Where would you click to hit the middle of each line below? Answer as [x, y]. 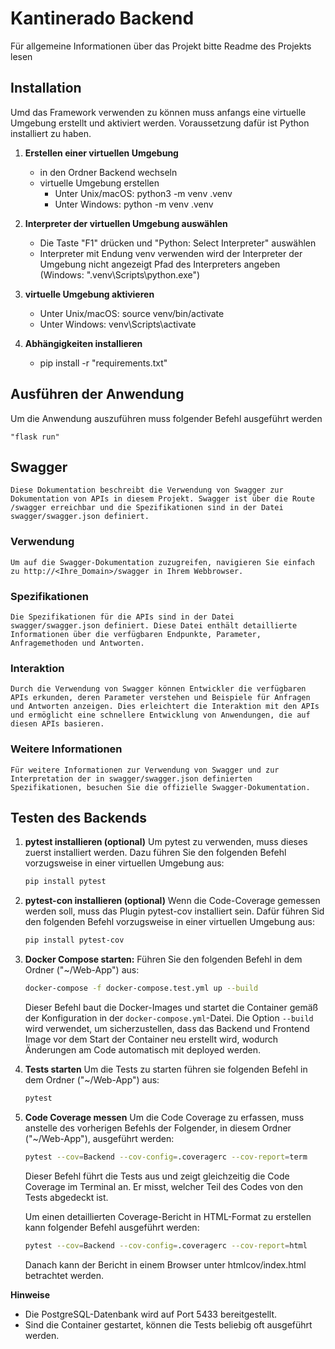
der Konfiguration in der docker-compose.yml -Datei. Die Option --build [169, 1018]
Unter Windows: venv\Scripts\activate [118, 324]
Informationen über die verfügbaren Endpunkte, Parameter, [136, 634]
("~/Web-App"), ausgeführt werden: [99, 1138]
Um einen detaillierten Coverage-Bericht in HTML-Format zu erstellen [168, 1216]
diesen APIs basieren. [57, 724]
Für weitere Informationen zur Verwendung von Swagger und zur [145, 770]
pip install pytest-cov [74, 940]
